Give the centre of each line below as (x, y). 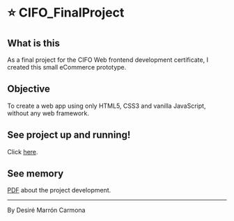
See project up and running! (69, 135)
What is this (34, 43)
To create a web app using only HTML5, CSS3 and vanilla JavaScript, (107, 106)
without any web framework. (48, 113)
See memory (36, 174)
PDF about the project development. (59, 190)
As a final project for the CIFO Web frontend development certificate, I (108, 60)
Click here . (23, 152)
